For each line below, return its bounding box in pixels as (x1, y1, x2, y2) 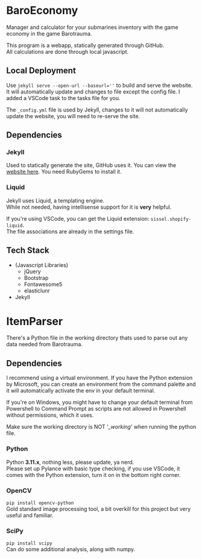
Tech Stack (6, 245, 49, 256)
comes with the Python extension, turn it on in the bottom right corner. (6, 471, 181, 478)
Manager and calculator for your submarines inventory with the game (6, 24, 179, 31)
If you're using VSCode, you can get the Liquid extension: (6, 215, 150, 222)
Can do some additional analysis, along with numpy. (6, 546, 136, 553)
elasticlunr (24, 287, 50, 294)
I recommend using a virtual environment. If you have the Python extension (6, 374, 193, 382)
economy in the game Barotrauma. (6, 30, 92, 37)
